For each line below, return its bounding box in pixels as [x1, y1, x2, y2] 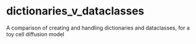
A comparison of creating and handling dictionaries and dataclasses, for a [6, 24, 190, 31]
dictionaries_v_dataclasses [6, 4, 145, 18]
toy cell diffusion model [6, 30, 65, 37]
